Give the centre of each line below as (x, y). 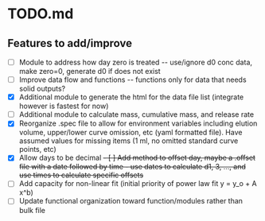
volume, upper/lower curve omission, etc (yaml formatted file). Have (131, 133)
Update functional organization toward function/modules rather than (131, 201)
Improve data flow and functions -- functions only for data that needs (133, 79)
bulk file (32, 210)
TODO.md (41, 14)
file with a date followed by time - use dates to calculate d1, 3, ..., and (132, 167)
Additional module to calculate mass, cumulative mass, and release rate (136, 114)
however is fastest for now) (64, 106)
